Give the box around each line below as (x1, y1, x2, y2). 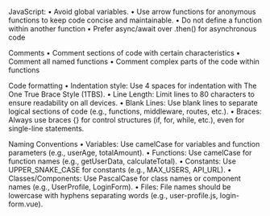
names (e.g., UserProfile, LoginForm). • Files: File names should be (8, 182, 231, 192)
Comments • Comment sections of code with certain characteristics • (8, 48, 240, 57)
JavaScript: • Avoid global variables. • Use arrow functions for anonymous (8, 7, 256, 16)
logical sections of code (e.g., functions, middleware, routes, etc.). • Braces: (8, 106, 262, 116)
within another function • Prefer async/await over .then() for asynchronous (8, 24, 257, 33)
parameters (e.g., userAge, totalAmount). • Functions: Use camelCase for (8, 148, 252, 157)
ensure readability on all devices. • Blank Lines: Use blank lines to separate (8, 98, 258, 107)
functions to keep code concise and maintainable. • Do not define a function (8, 15, 263, 25)
